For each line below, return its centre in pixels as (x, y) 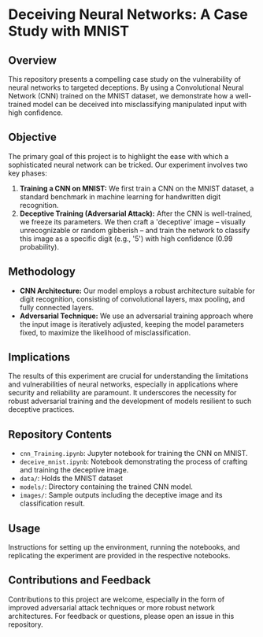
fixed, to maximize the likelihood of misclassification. (105, 332)
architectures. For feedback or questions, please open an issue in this (121, 616)
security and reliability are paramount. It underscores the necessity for (122, 393)
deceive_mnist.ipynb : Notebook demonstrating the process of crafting (133, 461)
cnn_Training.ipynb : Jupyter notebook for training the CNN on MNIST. (133, 454)
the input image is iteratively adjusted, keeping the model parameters (131, 324)
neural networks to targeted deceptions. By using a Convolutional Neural (126, 87)
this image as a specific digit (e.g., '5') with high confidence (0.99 (126, 239)
